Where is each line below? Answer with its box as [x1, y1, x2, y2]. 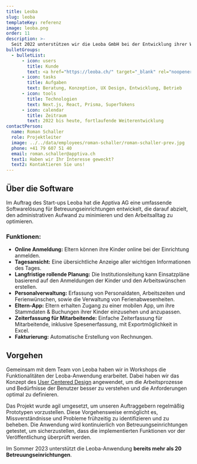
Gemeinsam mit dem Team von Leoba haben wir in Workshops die [6, 366, 167, 373]
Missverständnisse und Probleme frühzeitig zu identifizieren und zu [6, 415, 169, 422]
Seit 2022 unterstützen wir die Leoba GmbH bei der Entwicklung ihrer [11, 42, 188, 48]
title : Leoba [6, 8, 38, 15]
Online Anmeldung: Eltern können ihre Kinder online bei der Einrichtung [14, 246, 189, 253]
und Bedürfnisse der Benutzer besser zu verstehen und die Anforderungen [6, 385, 188, 392]
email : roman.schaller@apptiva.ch [11, 151, 96, 156]
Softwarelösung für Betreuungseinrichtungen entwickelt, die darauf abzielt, [6, 205, 188, 212]
